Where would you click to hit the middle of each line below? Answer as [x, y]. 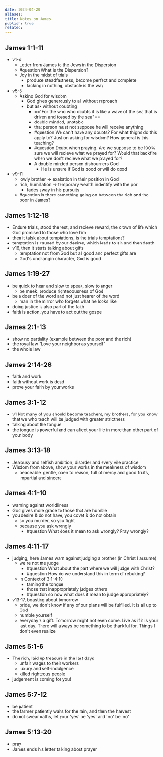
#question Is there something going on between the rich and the [84, 195]
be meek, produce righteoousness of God [61, 291]
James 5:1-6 [24, 647]
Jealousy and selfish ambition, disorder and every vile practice [75, 462]
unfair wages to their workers [49, 663]
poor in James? [35, 200]
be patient [22, 707]
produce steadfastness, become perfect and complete [81, 80]
